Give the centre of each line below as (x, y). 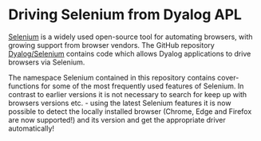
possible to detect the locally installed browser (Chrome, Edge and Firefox (130, 111)
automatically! (31, 128)
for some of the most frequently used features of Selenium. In (142, 86)
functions (24, 86)
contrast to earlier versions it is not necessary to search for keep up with (128, 94)
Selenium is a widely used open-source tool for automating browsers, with (130, 37)
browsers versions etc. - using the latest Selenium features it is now (120, 103)
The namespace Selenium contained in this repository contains (112, 77)
